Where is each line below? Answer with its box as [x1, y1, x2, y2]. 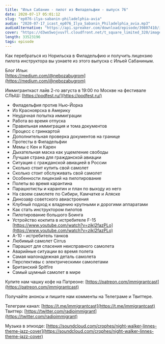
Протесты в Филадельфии [12, 139, 67, 144]
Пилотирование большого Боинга [12, 212, 83, 218]
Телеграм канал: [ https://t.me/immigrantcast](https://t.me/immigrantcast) [5, 303, 156, 309]
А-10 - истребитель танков [12, 232, 69, 238]
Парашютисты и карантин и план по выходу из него [12, 185, 122, 192]
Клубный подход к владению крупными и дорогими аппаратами [12, 201, 148, 207]
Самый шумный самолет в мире [12, 269, 81, 275]
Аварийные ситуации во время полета [12, 248, 94, 254]
